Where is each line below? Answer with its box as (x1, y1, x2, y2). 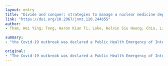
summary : (5, 35, 23, 40)
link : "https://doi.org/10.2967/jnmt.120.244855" (5, 16, 111, 21)
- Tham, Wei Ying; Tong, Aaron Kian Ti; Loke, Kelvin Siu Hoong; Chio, (5, 26, 157, 31)
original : (5, 48, 26, 53)
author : (5, 21, 21, 26)
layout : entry (5, 7, 35, 12)
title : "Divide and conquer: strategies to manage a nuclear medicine (5, 12, 155, 17)
